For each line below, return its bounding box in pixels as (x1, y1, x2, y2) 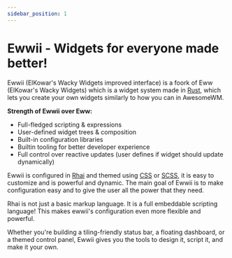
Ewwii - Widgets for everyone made (7, 40, 219, 56)
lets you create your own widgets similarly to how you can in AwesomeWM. (7, 93, 224, 101)
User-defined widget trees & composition (17, 127, 137, 136)
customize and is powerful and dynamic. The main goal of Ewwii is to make (7, 178, 224, 187)
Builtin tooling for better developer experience (17, 143, 150, 151)
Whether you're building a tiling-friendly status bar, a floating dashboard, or (7, 228, 225, 236)
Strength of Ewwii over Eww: (7, 106, 93, 115)
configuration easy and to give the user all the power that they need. (7, 186, 205, 194)
